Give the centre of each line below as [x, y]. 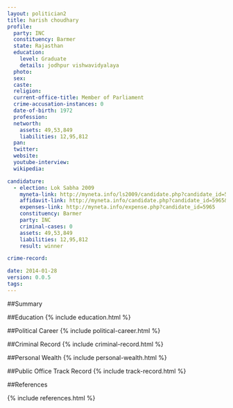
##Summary [25, 304]
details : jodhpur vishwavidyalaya [69, 65]
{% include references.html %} [51, 398]
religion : [27, 91]
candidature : [26, 181]
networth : [27, 123]
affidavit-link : [43, 201]
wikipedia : [29, 169]
